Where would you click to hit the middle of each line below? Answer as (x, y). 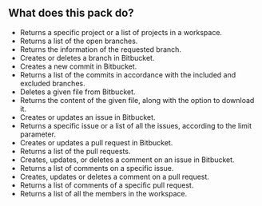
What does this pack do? (71, 13)
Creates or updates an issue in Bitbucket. (87, 117)
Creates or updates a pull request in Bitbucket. (96, 142)
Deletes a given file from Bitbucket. (77, 92)
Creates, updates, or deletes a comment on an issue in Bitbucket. (127, 160)
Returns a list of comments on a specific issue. (97, 168)
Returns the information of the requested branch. (101, 49)
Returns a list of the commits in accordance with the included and (128, 74)
